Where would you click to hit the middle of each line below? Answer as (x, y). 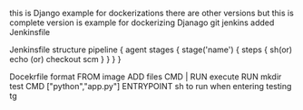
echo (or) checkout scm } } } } (65, 59)
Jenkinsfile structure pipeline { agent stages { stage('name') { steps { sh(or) (151, 50)
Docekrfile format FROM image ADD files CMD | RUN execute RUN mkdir (146, 77)
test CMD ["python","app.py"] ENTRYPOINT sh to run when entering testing (151, 86)
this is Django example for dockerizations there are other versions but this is (152, 13)
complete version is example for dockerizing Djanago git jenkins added (142, 23)
